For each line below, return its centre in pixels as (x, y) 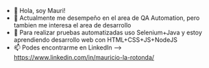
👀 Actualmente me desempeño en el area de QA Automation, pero (107, 18)
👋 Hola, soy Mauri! (39, 11)
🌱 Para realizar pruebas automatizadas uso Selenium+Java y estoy (108, 32)
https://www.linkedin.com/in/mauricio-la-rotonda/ (84, 57)
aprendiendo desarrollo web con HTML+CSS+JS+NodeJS (96, 40)
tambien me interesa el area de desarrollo (72, 25)
